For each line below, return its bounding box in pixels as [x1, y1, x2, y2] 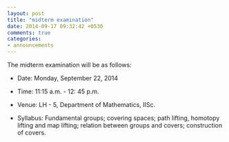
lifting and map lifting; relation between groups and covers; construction [17, 121, 223, 129]
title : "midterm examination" [7, 16, 94, 23]
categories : [7, 36, 41, 43]
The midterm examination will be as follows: [7, 61, 132, 69]
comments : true [7, 29, 51, 36]
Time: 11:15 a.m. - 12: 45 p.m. [17, 87, 99, 95]
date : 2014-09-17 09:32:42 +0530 [7, 23, 103, 29]
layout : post [7, 10, 45, 17]
